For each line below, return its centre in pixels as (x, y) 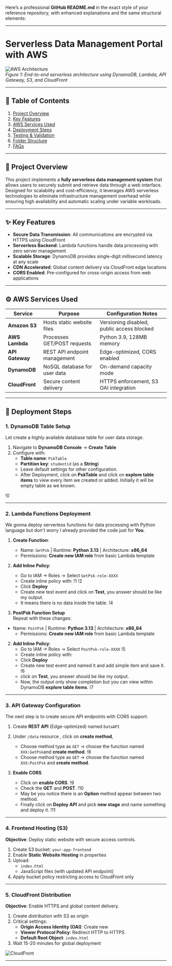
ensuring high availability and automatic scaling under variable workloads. (83, 201)
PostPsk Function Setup (39, 613)
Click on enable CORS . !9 (47, 783)
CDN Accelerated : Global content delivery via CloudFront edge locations (90, 267)
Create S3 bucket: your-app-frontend (52, 849)
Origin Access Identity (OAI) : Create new (64, 927)
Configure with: (29, 453)
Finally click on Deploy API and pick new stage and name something (93, 805)
